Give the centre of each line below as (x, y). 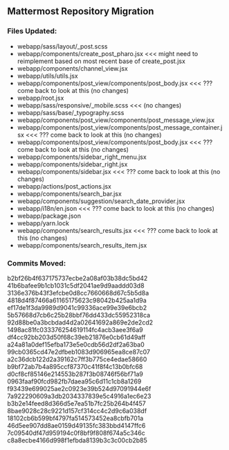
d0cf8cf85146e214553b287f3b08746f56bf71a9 (75, 374)
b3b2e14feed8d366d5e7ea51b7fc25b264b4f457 (77, 403)
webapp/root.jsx (40, 98)
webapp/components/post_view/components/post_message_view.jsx (116, 120)
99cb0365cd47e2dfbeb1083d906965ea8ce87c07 (79, 352)
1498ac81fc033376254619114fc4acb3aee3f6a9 (75, 329)
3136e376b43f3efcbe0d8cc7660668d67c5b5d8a (78, 293)
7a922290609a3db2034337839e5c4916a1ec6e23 (79, 396)
